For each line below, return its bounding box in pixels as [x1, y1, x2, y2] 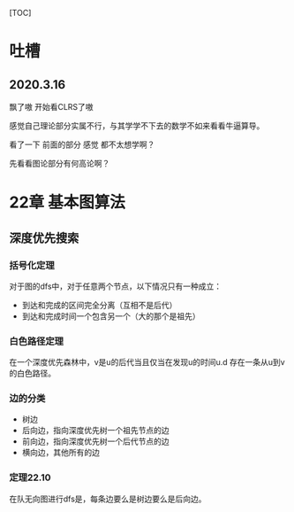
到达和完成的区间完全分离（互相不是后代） [21, 299, 177, 310]
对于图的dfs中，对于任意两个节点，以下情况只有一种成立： [9, 281, 222, 291]
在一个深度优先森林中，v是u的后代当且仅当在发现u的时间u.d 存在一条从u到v [9, 357, 285, 368]
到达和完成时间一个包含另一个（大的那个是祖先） [21, 310, 200, 322]
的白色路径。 [9, 368, 56, 379]
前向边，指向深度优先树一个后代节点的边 [21, 436, 170, 446]
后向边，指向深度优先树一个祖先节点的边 [21, 425, 170, 436]
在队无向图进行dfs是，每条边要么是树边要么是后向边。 [9, 493, 207, 504]
